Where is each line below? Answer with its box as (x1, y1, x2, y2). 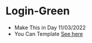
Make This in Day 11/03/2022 (14, 24, 86, 31)
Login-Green (5, 4, 70, 18)
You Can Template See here (14, 30, 83, 37)
